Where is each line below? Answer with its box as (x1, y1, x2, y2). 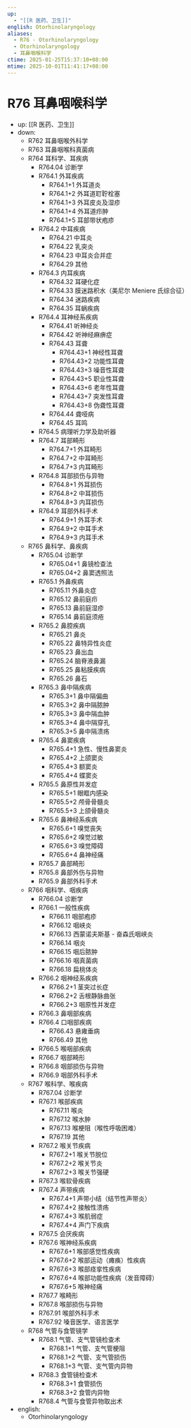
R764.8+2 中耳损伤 (48, 489, 104, 497)
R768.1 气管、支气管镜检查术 (38, 1335, 121, 1343)
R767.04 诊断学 (38, 1088, 83, 1097)
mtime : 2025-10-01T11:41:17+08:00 (7, 63, 109, 70)
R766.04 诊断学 (38, 894, 84, 903)
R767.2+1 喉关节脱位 (48, 1150, 108, 1159)
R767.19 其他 (48, 1133, 85, 1141)
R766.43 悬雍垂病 (48, 1027, 100, 1035)
